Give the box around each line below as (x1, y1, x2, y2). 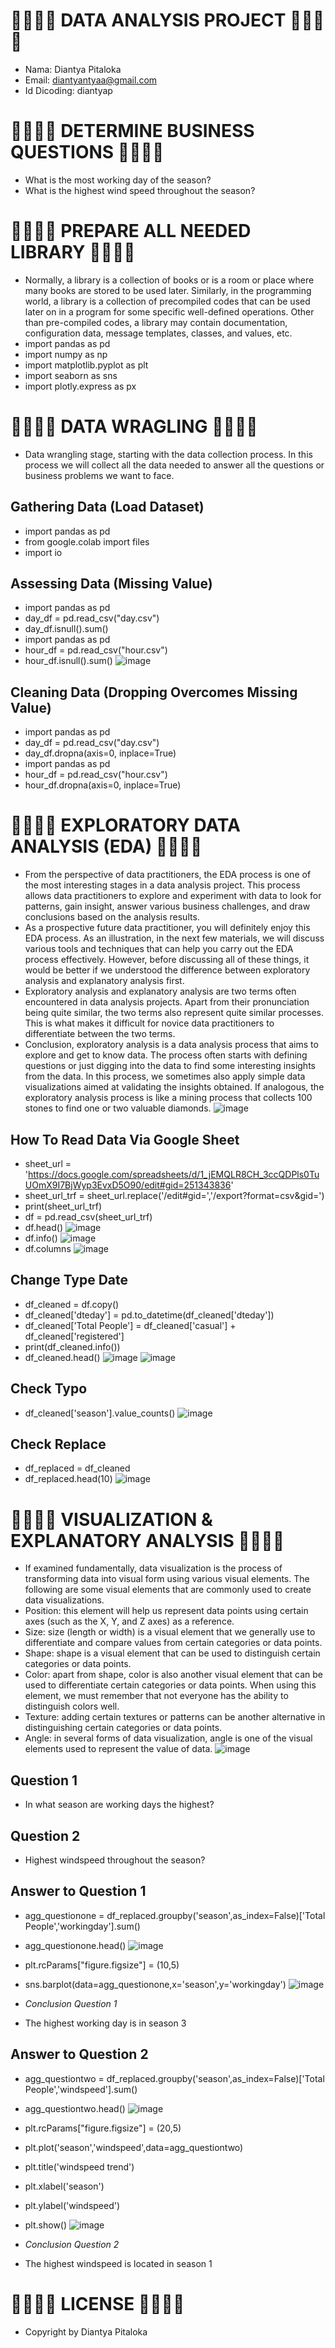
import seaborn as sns (24, 369, 118, 381)
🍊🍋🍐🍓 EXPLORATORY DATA (10, 814, 241, 837)
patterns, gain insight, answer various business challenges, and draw (24, 900, 311, 913)
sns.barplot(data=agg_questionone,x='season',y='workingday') (24, 1978, 287, 1990)
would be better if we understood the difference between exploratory (24, 964, 311, 976)
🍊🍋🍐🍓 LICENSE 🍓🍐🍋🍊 (10, 2292, 185, 2315)
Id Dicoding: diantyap (24, 84, 113, 96)
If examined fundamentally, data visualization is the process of (24, 1562, 283, 1574)
